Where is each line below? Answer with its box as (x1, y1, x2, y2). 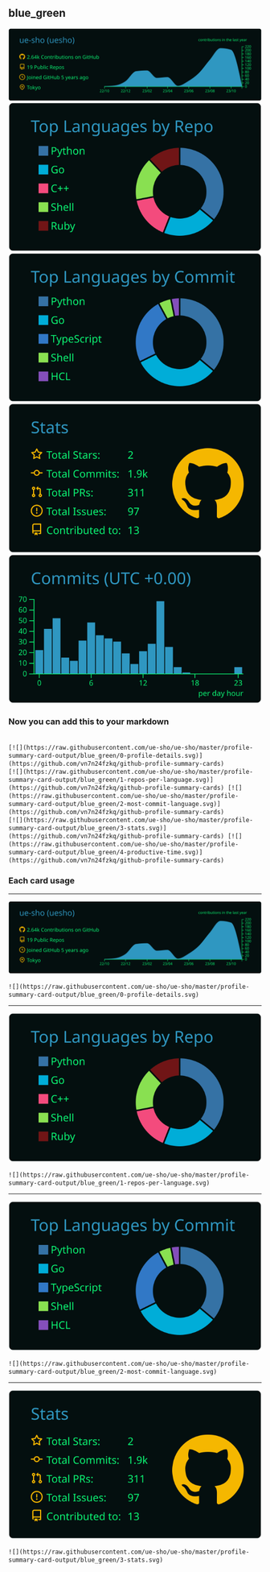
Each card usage (8, 875, 75, 886)
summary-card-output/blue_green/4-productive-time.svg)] (8, 848, 203, 856)
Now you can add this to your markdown (8, 716, 170, 727)
